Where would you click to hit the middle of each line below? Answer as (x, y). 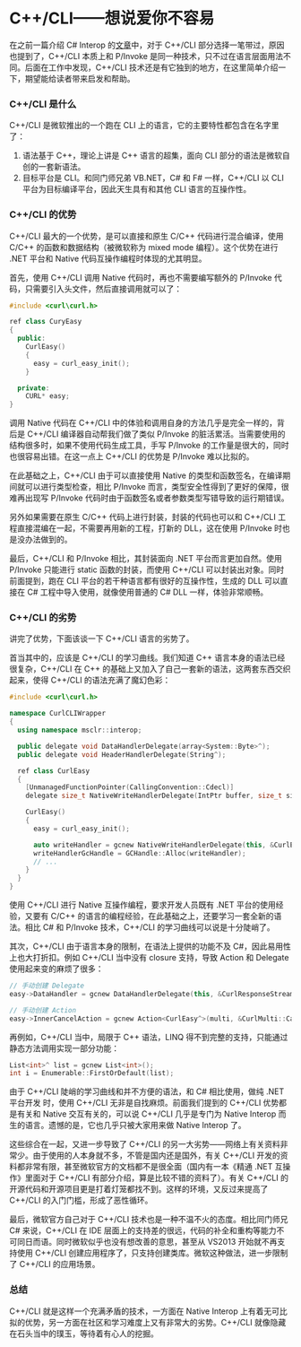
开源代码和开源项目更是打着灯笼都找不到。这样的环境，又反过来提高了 (139, 1189)
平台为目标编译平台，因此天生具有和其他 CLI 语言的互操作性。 (137, 189)
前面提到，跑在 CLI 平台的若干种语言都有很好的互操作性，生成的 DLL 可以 (145, 581)
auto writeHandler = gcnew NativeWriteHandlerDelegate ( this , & (154, 845)
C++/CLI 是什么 (43, 104)
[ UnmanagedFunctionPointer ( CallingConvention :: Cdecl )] (130, 787)
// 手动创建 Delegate (47, 986)
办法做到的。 (48, 540)
